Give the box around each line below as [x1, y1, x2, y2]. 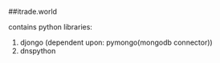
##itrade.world [8, 7, 58, 16]
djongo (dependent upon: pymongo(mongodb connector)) [19, 37, 213, 47]
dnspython [19, 46, 56, 55]
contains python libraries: [8, 22, 92, 31]
